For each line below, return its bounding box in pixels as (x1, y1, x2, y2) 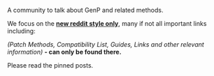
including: (7, 27, 36, 35)
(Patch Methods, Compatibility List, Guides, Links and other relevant (7, 40, 204, 48)
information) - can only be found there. (7, 48, 122, 56)
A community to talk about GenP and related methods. (7, 6, 164, 14)
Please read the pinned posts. (7, 61, 94, 69)
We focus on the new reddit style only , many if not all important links (7, 20, 207, 27)
